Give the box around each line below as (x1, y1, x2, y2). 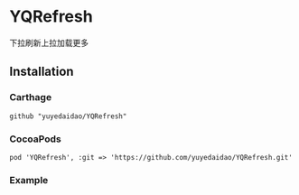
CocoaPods (9, 133, 61, 145)
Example (9, 173, 49, 186)
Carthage (9, 91, 52, 104)
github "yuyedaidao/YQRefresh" (9, 111, 127, 121)
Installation (9, 64, 74, 79)
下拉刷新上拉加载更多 (9, 37, 89, 48)
